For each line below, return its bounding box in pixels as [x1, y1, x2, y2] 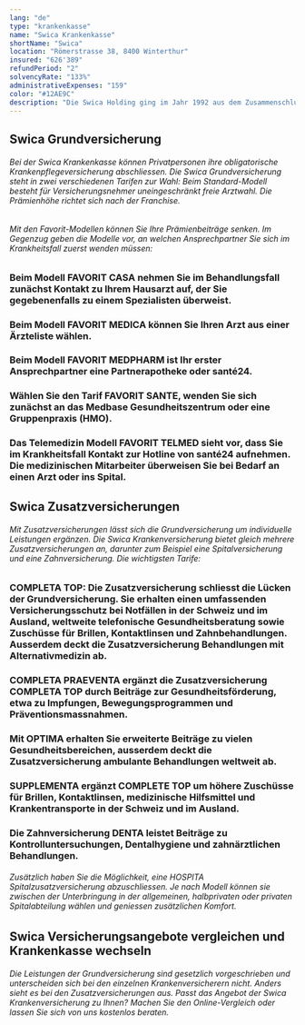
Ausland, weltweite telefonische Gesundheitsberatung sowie [9, 615, 285, 628]
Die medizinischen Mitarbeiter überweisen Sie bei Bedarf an [9, 460, 280, 473]
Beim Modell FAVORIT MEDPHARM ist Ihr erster [9, 353, 222, 366]
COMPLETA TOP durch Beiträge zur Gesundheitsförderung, [9, 685, 277, 698]
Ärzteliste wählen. [9, 329, 93, 342]
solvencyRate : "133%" [9, 73, 92, 82]
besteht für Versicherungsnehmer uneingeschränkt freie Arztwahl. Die [9, 185, 272, 196]
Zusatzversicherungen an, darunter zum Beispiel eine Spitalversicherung [9, 543, 283, 554]
